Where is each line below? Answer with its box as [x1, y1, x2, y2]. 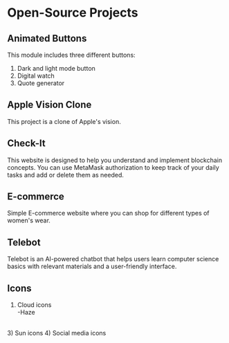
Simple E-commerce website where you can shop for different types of [7, 209, 210, 218]
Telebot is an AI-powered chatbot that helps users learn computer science [7, 255, 219, 263]
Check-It [7, 137, 46, 150]
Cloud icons [17, 301, 52, 309]
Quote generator [17, 79, 65, 87]
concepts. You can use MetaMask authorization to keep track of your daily [7, 163, 219, 171]
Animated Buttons [7, 33, 87, 44]
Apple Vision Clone [7, 99, 92, 111]
